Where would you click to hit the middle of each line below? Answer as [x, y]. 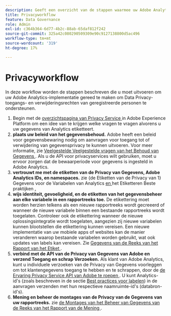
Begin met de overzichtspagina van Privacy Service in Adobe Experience [89, 118]
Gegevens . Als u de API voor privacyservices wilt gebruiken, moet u [84, 156]
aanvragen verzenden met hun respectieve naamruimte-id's [76, 286]
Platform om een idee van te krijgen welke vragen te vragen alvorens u [87, 124]
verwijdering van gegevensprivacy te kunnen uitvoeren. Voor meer [82, 145]
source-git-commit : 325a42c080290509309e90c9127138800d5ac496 [73, 34]
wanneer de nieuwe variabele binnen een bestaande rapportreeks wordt [88, 210]
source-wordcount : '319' [32, 43]
